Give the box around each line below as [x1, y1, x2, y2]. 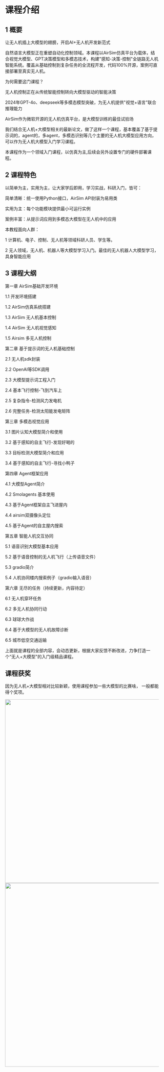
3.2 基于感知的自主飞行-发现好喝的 [5, 439, 75, 445]
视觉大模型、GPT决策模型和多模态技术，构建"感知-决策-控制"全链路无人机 [9, 56, 159, 62]
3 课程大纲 [5, 269, 37, 277]
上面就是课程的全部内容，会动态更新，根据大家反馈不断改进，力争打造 [5, 647, 146, 653]
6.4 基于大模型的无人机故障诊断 [5, 627, 69, 633]
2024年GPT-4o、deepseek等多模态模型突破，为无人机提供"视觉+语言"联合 [5, 99, 157, 105]
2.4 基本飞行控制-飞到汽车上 [5, 387, 62, 393]
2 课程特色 [5, 171, 37, 179]
